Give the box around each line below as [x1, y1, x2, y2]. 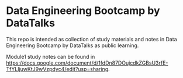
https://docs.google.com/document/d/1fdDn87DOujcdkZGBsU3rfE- [6, 59, 168, 66]
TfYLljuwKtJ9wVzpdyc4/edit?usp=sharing [6, 65, 109, 72]
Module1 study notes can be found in [6, 53, 95, 60]
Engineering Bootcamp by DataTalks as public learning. [6, 42, 139, 49]
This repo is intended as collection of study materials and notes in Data [6, 36, 177, 42]
